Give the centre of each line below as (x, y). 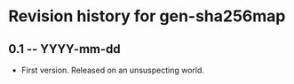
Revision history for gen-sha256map (147, 16)
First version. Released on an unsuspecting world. (113, 70)
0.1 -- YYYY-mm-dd (64, 49)
